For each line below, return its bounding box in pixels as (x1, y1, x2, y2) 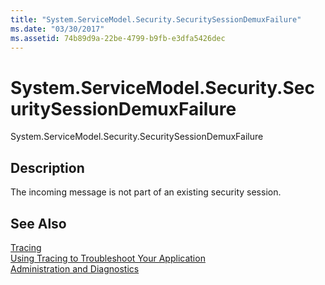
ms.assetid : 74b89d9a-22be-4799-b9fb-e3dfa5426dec (10, 33, 226, 43)
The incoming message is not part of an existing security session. (10, 186, 282, 198)
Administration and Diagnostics (10, 262, 140, 275)
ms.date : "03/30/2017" (10, 24, 105, 34)
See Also (10, 215, 67, 232)
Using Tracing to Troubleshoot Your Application (10, 252, 206, 264)
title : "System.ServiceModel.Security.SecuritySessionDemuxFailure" (10, 14, 302, 25)
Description (10, 159, 85, 176)
